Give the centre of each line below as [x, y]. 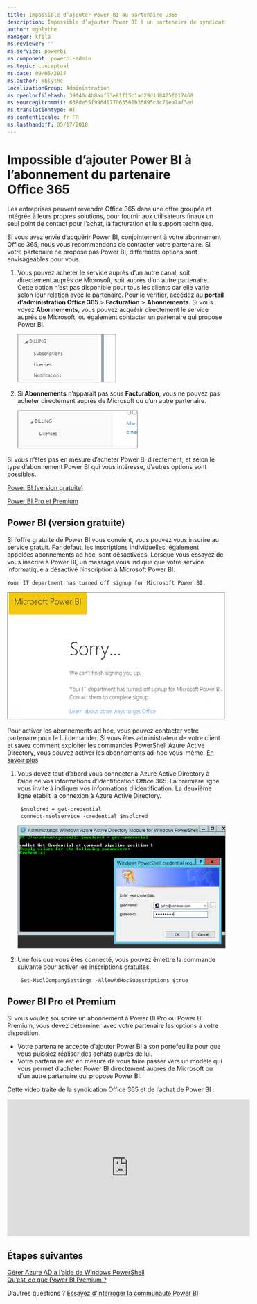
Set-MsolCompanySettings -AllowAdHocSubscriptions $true [104, 980]
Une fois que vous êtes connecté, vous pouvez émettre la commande [116, 959]
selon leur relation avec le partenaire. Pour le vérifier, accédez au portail [121, 295]
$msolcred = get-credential [61, 809]
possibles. [22, 474]
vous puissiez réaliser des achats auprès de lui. [85, 1054]
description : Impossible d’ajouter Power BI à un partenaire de [102, 22]
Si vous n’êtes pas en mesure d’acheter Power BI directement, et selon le [111, 459]
